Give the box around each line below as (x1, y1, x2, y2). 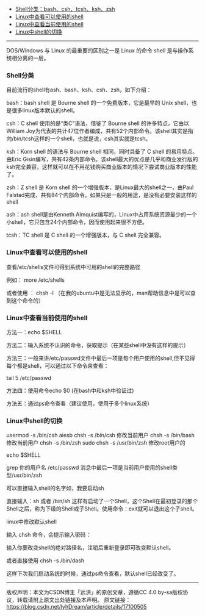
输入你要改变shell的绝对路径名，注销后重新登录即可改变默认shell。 (6, 544, 174, 551)
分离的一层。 (16, 54, 49, 62)
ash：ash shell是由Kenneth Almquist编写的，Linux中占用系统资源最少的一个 (6, 211, 197, 218)
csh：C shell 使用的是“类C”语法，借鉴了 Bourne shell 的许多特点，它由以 (6, 120, 190, 127)
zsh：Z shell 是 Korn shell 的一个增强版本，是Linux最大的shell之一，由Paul (6, 184, 194, 191)
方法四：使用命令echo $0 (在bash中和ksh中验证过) (6, 387, 134, 394)
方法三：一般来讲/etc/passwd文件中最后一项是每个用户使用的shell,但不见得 (6, 354, 195, 362)
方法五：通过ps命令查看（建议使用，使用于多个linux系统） (6, 399, 153, 407)
